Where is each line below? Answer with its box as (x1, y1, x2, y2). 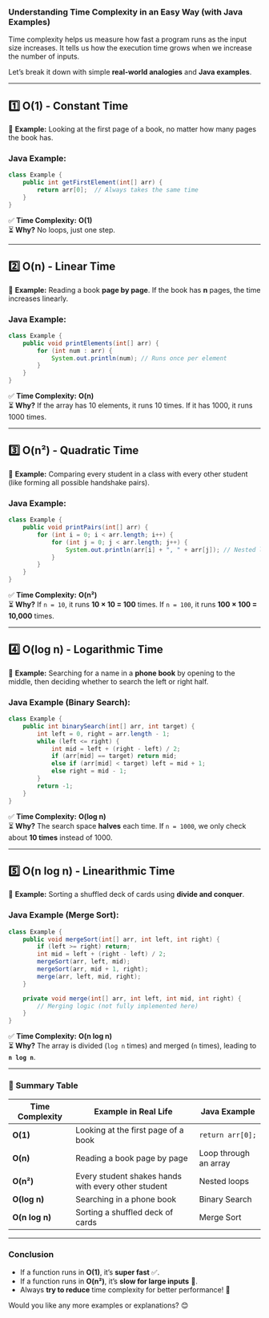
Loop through (199, 1147, 251, 1158)
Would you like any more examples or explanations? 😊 (8, 1300, 189, 1310)
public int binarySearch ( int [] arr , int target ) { (22, 722, 195, 730)
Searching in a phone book (75, 1194, 177, 1205)
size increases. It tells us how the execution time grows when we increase (8, 43, 252, 53)
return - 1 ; (37, 781, 74, 790)
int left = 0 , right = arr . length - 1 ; (37, 729, 171, 738)
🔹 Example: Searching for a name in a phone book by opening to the (8, 668, 235, 678)
